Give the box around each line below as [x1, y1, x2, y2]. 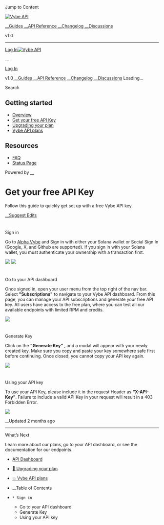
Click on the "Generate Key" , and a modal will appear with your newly [5, 343, 148, 349]
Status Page [12, 160, 37, 166]
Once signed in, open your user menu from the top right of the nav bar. [5, 286, 148, 292]
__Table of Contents [12, 485, 52, 491]
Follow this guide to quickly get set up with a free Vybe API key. [5, 203, 133, 209]
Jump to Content [5, 4, 39, 10]
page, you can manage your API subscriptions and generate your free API [5, 296, 154, 302]
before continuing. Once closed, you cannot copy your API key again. [5, 353, 145, 359]
